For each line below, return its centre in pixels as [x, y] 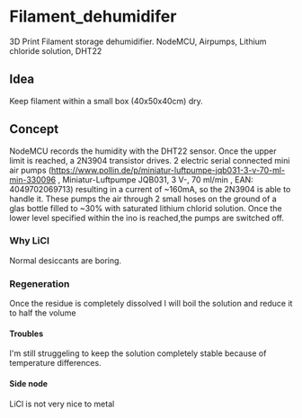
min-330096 [33, 179]
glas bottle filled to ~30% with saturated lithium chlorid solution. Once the [146, 208]
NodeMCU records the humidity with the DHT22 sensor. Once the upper [143, 151]
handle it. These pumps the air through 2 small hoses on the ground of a [143, 199]
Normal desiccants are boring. [66, 260]
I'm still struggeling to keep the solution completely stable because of [138, 353]
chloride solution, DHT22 [56, 50]
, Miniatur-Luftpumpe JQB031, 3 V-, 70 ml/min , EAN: [155, 179]
